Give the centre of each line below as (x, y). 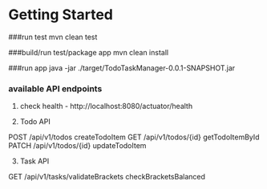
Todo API (35, 122)
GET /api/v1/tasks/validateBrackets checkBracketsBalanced (107, 177)
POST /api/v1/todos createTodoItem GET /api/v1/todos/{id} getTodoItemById (134, 137)
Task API (34, 161)
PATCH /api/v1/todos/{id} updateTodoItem (77, 146)
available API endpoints (55, 88)
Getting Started (61, 15)
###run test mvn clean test (53, 37)
